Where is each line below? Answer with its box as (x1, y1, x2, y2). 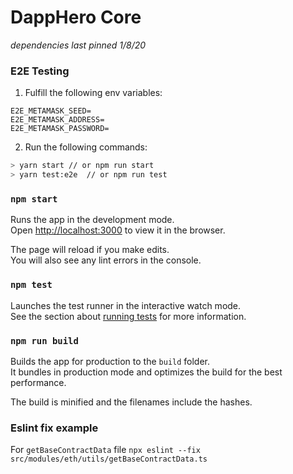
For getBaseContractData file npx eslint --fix (10, 444, 201, 456)
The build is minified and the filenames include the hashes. (10, 396, 253, 408)
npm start (10, 193, 58, 205)
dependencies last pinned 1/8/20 (10, 39, 147, 51)
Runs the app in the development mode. (10, 214, 175, 226)
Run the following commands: (24, 141, 148, 153)
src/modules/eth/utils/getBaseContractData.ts (10, 454, 208, 465)
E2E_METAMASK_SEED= (10, 106, 92, 116)
